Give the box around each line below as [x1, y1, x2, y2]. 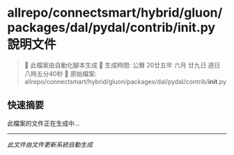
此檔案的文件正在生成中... [7, 119, 80, 127]
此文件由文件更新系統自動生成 [7, 140, 93, 149]
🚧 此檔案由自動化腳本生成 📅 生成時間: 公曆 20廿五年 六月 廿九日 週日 [24, 60, 221, 69]
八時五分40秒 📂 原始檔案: [24, 70, 97, 78]
